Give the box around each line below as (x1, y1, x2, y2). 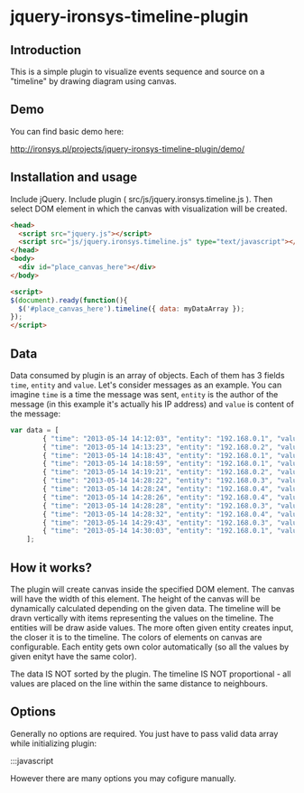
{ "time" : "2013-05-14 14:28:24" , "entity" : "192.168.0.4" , (42, 485, 273, 494)
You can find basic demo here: (10, 126, 124, 136)
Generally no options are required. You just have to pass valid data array (10, 728, 279, 739)
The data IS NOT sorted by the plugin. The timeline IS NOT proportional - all (10, 668, 291, 679)
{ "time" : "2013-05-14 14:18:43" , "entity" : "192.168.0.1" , (42, 451, 273, 460)
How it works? (10, 560, 93, 575)
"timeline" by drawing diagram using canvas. (10, 76, 177, 87)
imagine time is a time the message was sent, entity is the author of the (10, 388, 279, 399)
